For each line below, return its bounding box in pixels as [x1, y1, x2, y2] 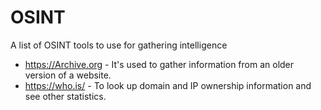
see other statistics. [24, 90, 107, 102]
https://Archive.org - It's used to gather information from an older [24, 58, 295, 70]
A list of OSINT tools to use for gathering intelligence [10, 39, 228, 51]
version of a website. [24, 69, 112, 81]
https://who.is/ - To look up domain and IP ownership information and [24, 79, 312, 91]
